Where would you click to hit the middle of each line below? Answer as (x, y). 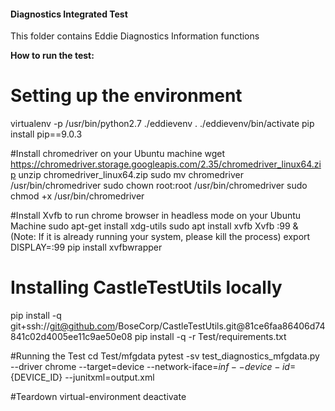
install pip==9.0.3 (46, 134)
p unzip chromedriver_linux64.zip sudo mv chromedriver (127, 175)
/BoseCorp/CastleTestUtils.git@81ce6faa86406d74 (220, 326)
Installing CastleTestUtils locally (146, 287)
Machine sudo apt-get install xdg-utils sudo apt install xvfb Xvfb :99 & (154, 226)
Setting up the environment (126, 96)
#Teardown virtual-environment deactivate (98, 397)
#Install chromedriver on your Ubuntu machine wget (118, 154)
